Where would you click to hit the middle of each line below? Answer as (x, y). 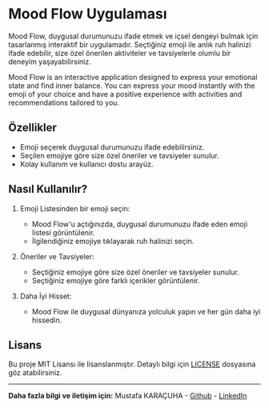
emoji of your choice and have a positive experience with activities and (125, 94)
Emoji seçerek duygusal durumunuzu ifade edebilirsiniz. (112, 147)
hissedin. (47, 320)
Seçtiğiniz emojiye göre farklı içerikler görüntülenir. (116, 280)
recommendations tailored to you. (64, 102)
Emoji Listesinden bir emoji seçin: (75, 208)
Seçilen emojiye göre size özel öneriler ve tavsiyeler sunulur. (119, 155)
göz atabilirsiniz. (35, 373)
